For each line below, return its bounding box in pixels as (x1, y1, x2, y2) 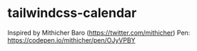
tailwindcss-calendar (7, 5, 137, 21)
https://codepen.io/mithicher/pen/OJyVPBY (7, 35, 136, 44)
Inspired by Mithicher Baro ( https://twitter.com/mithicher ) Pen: (7, 28, 191, 37)
